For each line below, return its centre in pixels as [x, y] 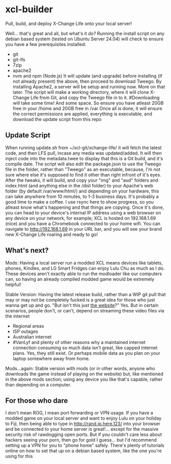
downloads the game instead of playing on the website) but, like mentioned [84, 374]
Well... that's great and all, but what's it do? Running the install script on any [85, 33]
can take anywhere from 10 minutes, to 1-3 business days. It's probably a [82, 196]
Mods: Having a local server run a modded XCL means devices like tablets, [84, 263]
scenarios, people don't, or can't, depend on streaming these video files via [85, 310]
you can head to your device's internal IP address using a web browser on [83, 212]
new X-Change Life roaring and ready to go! [52, 234]
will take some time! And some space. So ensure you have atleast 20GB [88, 103]
